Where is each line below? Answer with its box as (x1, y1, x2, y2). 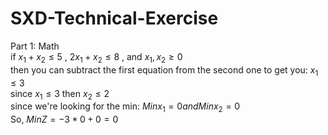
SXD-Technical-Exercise (10, 7, 219, 30)
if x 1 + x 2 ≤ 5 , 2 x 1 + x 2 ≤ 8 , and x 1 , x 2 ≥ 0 (10, 50, 183, 65)
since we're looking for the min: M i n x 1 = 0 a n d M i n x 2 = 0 (10, 100, 241, 115)
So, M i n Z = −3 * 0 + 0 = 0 (10, 113, 119, 126)
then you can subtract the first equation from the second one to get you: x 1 (10, 63, 319, 78)
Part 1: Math (10, 40, 60, 52)
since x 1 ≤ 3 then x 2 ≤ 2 (10, 87, 110, 102)
